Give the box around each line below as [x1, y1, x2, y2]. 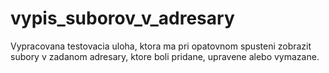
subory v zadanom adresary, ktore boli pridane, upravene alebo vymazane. [10, 50, 320, 62]
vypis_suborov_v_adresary [10, 7, 235, 30]
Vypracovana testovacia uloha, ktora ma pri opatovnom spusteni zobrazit [10, 40, 312, 52]
